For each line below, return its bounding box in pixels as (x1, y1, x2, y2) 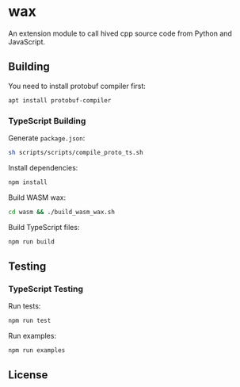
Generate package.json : (8, 133, 86, 143)
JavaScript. (8, 36, 46, 46)
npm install (8, 178, 48, 186)
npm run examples (8, 346, 66, 354)
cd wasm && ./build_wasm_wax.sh (8, 208, 115, 216)
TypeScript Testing (8, 283, 83, 294)
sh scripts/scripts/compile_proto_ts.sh (8, 148, 144, 156)
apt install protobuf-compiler (8, 96, 112, 105)
